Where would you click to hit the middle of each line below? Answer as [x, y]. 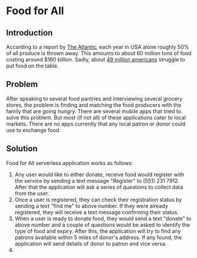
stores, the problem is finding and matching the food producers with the [94, 105]
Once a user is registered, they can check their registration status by [98, 199]
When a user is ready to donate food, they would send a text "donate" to [103, 218]
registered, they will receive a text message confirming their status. [97, 212]
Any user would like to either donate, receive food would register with [99, 174]
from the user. [32, 193]
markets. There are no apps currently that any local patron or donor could [96, 124]
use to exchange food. [33, 130]
